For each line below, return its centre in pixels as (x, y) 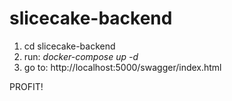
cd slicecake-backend (69, 46)
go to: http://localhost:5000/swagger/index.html (122, 67)
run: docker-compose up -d (81, 56)
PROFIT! (26, 86)
